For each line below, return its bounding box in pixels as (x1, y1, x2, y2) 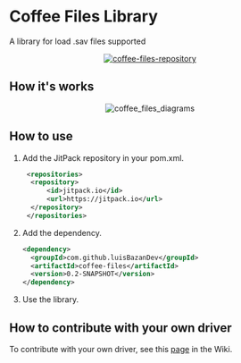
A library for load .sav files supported (9, 36, 146, 46)
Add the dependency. (21, 227, 103, 238)
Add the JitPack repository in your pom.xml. (21, 152, 185, 163)
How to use (9, 129, 73, 144)
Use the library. (21, 294, 79, 305)
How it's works (9, 79, 95, 95)
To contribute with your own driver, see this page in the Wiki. (9, 344, 233, 354)
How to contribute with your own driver (9, 320, 232, 335)
